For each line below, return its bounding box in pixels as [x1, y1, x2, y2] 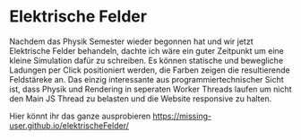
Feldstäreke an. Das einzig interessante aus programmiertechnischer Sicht [9, 74, 284, 84]
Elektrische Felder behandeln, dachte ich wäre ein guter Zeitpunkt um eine [9, 45, 284, 56]
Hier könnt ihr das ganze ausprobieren [9, 110, 151, 121]
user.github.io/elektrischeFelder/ [9, 119, 130, 131]
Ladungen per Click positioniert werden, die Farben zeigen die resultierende [9, 65, 290, 75]
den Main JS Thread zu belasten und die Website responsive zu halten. [9, 92, 272, 104]
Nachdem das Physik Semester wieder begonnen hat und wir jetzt [9, 36, 254, 47]
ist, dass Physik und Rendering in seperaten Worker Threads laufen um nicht [9, 83, 293, 94]
